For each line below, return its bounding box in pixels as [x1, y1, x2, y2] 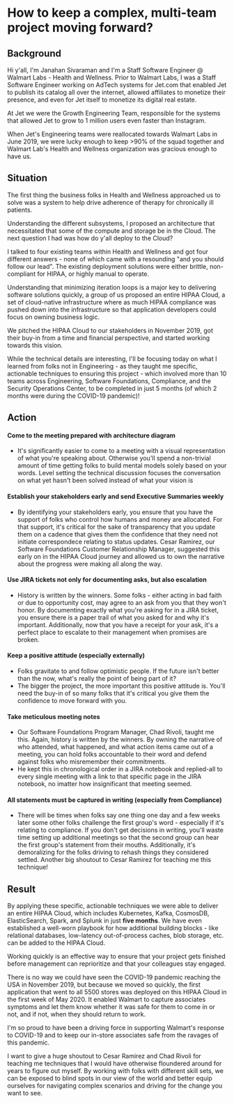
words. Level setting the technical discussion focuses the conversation [17, 469, 221, 477]
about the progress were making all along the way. [17, 560, 162, 568]
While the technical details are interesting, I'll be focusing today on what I [7, 354, 217, 363]
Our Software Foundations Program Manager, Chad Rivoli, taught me [17, 728, 214, 736]
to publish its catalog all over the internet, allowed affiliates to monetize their [7, 88, 226, 96]
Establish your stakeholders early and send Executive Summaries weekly [7, 493, 224, 500]
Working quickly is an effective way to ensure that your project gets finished [7, 952, 226, 961]
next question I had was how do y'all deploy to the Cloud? [7, 233, 173, 242]
